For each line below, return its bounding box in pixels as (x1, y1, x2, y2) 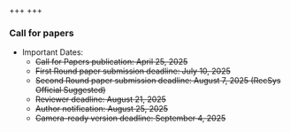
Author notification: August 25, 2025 (34, 104, 169, 114)
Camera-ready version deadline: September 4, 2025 (34, 113, 226, 124)
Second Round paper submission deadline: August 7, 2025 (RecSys (34, 75, 281, 86)
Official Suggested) (34, 85, 106, 96)
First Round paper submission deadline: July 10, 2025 (34, 66, 232, 76)
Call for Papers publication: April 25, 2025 (34, 57, 188, 67)
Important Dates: (21, 47, 84, 58)
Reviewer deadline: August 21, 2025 (34, 94, 166, 105)
